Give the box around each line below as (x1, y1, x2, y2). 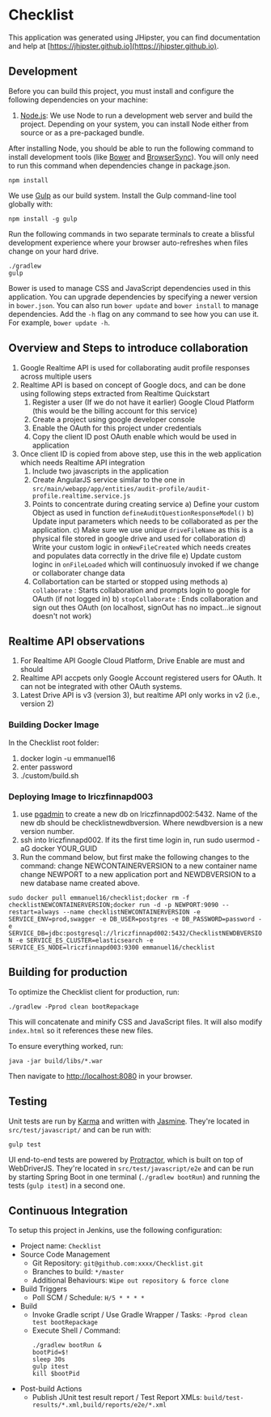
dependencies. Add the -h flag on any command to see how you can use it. (8, 309, 259, 319)
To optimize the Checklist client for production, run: (8, 987, 180, 996)
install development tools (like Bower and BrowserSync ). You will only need (8, 152, 259, 161)
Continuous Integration (8, 1204, 128, 1218)
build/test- (203, 1394, 244, 1402)
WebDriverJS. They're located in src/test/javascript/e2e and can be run (8, 1163, 254, 1173)
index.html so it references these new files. (8, 1025, 154, 1035)
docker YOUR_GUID (32, 843, 98, 853)
